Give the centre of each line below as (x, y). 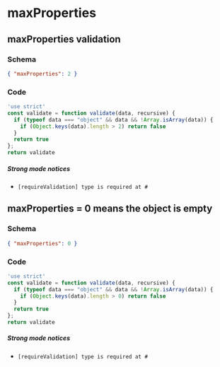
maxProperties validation (64, 39)
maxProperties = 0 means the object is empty (110, 209)
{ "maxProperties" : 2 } (42, 74)
